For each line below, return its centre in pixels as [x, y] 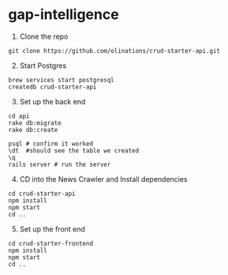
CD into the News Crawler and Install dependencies [103, 179]
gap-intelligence [64, 15]
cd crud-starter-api [42, 194]
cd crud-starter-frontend [50, 243]
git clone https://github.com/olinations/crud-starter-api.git [114, 51]
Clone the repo [44, 36]
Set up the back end [52, 101]
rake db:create [33, 130]
